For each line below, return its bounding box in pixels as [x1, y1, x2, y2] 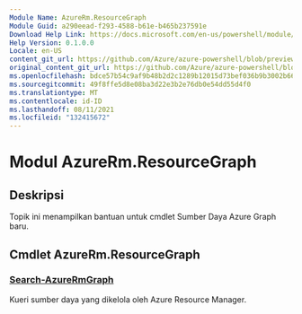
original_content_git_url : [9, 64, 111, 73]
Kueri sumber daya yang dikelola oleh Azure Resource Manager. [9, 293, 247, 305]
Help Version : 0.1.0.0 [9, 38, 94, 48]
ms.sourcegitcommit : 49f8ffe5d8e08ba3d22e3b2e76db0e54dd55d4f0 [9, 80, 252, 89]
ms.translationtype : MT [9, 88, 99, 97]
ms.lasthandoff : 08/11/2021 [9, 105, 115, 114]
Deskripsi [9, 188, 65, 203]
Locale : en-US [9, 47, 63, 56]
